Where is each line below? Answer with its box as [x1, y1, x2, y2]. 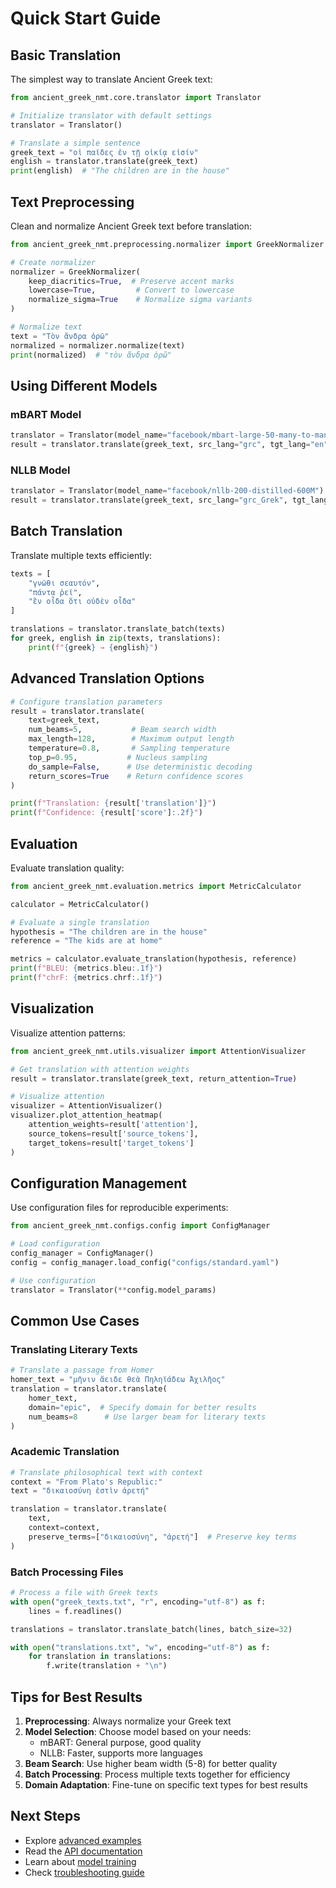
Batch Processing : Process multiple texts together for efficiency [24, 1768, 291, 1780]
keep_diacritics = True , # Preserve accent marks [28, 276, 235, 286]
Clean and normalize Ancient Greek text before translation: [10, 220, 253, 232]
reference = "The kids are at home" [10, 936, 163, 946]
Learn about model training [24, 1855, 137, 1867]
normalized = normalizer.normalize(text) [10, 340, 186, 351]
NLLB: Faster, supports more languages [39, 1747, 203, 1759]
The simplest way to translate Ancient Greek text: [10, 73, 213, 85]
